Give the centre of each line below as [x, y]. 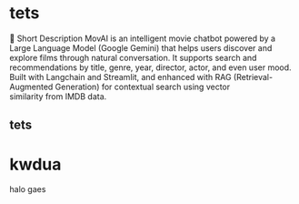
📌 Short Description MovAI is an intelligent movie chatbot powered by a [142, 38]
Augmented [31, 87]
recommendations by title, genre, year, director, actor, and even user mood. [151, 67]
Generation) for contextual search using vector [143, 87]
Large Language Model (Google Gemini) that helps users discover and [141, 47]
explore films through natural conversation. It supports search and [133, 57]
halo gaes [28, 189]
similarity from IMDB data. [58, 96]
